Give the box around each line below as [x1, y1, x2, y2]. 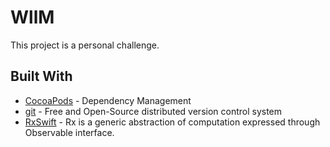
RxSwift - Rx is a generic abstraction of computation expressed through [24, 116, 321, 128]
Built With [10, 68, 73, 85]
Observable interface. [24, 126, 115, 138]
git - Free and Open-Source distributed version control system [24, 105, 283, 117]
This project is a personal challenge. [10, 39, 160, 51]
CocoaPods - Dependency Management [24, 94, 192, 106]
